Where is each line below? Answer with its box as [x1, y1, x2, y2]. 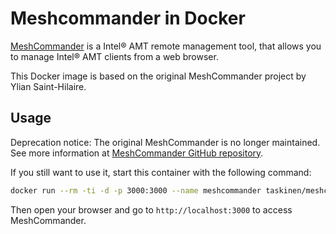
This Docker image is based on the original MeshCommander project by [10, 70, 307, 82]
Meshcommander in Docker [10, 7, 246, 30]
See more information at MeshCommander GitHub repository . [10, 147, 264, 159]
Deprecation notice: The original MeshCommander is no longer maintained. [10, 136, 321, 148]
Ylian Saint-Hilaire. [10, 80, 87, 92]
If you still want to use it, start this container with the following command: [10, 166, 312, 178]
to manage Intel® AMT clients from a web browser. [10, 50, 219, 62]
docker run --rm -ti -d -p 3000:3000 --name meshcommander [10, 185, 262, 196]
